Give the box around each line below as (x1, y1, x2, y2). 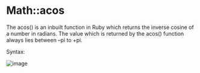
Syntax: (6, 48, 25, 55)
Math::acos (6, 4, 65, 17)
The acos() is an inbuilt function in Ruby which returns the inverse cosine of (6, 24, 194, 31)
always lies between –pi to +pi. (6, 36, 83, 43)
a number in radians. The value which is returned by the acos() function (6, 30, 184, 37)
